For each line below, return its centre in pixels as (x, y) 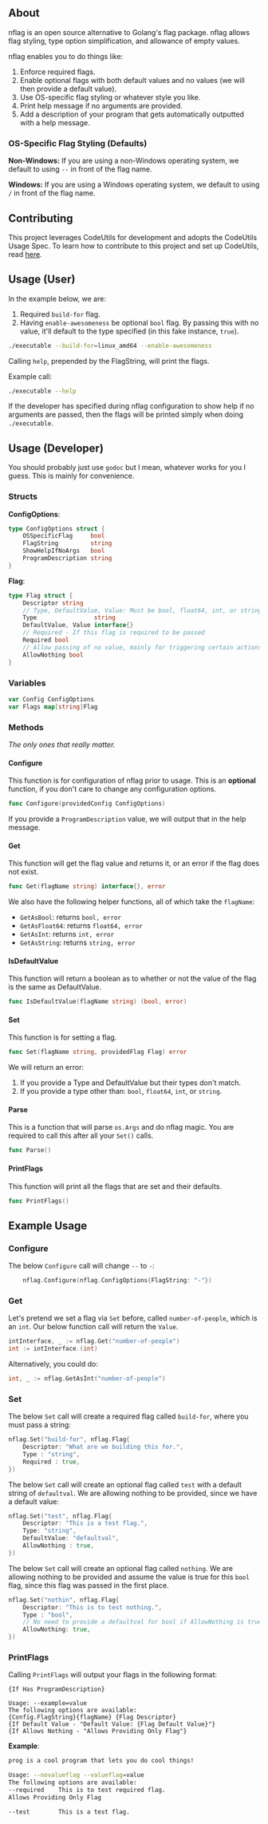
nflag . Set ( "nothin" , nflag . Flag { (64, 1600)
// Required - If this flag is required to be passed (114, 633)
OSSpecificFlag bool (64, 536)
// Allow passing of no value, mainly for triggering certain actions (142, 647)
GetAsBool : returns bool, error (71, 918)
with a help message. (55, 122)
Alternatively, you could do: (53, 1364)
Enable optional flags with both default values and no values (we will (132, 80)
